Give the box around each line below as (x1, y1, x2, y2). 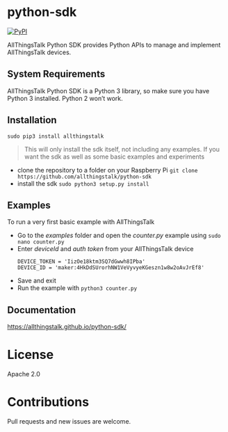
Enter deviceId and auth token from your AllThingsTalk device (17, 245, 194, 253)
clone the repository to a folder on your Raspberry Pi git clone (17, 166, 198, 174)
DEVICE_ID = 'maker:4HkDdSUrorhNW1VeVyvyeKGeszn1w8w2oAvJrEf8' (17, 264, 205, 271)
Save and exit (17, 276, 57, 285)
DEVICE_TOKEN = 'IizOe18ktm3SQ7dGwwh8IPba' (17, 258, 146, 265)
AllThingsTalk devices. (7, 48, 72, 56)
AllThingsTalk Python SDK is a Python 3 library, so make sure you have (7, 86, 210, 95)
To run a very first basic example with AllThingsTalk (7, 218, 155, 226)
